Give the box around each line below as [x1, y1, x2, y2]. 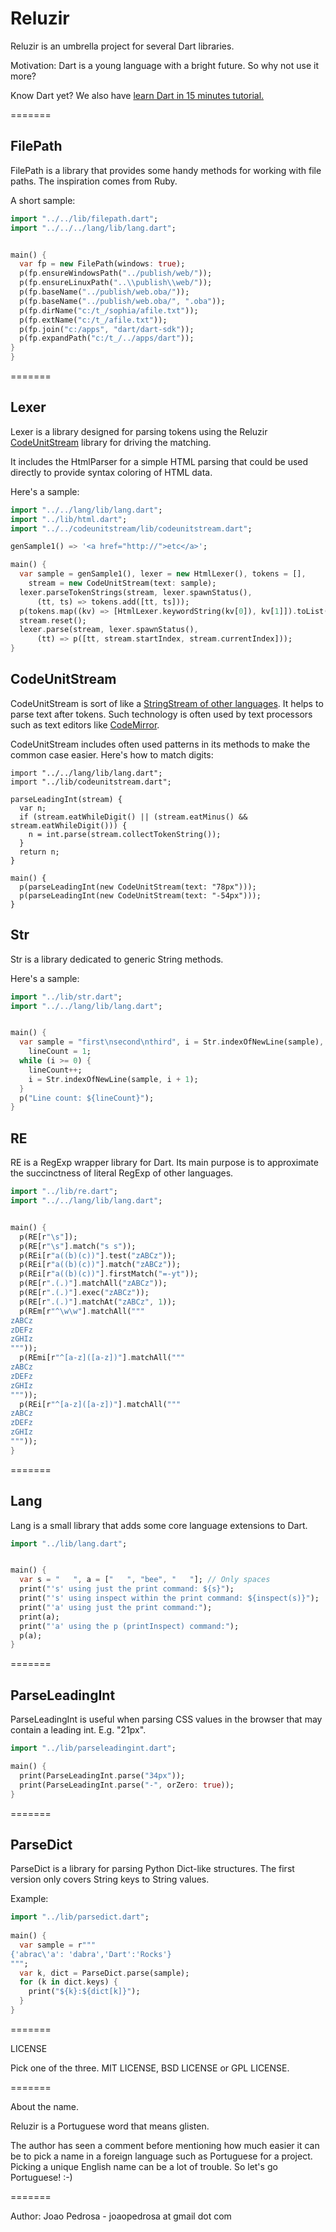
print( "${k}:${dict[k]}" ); [28, 1987, 141, 1997]
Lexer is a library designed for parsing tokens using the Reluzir [10, 425, 268, 437]
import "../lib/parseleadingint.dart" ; [10, 1743, 177, 1754]
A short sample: [10, 194, 76, 206]
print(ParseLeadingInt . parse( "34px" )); [19, 1770, 186, 1781]
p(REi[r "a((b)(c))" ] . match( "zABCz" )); [19, 1260, 182, 1270]
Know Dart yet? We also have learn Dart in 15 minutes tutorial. [10, 89, 265, 101]
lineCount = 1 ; [28, 1047, 92, 1057]
